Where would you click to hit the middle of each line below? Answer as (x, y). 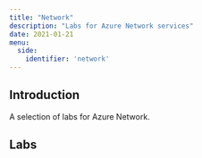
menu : (19, 42)
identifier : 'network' (67, 59)
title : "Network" (42, 17)
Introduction (45, 95)
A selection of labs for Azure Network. (80, 116)
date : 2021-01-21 (42, 34)
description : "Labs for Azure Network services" (101, 26)
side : (28, 51)
